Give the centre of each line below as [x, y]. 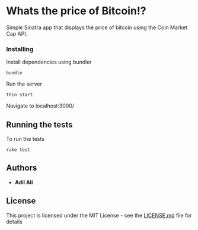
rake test [18, 150]
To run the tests [25, 139]
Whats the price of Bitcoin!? [76, 11]
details [14, 222]
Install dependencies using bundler [49, 62]
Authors [22, 168]
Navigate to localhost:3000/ [40, 106]
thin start [20, 95]
